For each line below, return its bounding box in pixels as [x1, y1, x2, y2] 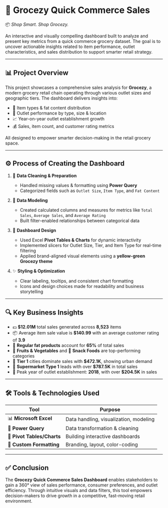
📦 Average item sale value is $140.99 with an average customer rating [12, 330, 159, 336]
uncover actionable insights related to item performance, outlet [5, 43, 135, 49]
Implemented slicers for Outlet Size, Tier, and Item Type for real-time [19, 242, 161, 248]
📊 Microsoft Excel [7, 415, 52, 422]
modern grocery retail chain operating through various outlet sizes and [5, 89, 151, 95]
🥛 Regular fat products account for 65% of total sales [12, 342, 124, 348]
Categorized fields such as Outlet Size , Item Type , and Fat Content [19, 187, 160, 193]
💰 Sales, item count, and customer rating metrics [12, 123, 114, 129]
